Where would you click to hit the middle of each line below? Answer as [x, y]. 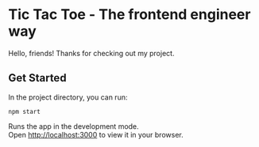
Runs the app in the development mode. [73, 126]
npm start [25, 111]
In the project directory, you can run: [68, 97]
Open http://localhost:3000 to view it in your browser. [96, 134]
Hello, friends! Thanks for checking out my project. [91, 53]
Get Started [37, 78]
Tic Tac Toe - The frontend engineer [129, 15]
